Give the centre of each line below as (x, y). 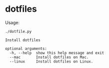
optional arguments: (26, 48)
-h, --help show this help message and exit (57, 53)
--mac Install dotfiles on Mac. (49, 57)
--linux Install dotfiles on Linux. (51, 61)
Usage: (12, 23)
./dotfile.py (18, 31)
